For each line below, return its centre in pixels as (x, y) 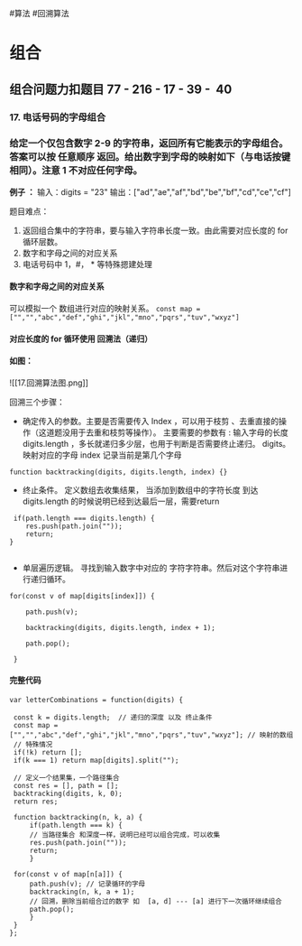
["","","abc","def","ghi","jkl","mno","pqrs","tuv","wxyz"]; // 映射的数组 (151, 735)
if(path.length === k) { (76, 825)
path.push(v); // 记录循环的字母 (87, 884)
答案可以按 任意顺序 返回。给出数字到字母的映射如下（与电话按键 (150, 157)
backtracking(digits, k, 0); (68, 793)
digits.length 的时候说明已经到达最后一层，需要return (121, 501)
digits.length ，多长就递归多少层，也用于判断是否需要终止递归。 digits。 (156, 443)
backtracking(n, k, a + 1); (82, 892)
